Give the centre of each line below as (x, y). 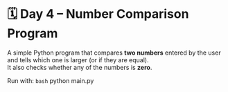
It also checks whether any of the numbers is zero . (80, 67)
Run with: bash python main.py (51, 80)
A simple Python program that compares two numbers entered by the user (114, 53)
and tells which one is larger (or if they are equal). (78, 59)
